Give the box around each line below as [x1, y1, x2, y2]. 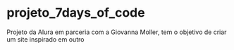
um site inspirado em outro [6, 35, 85, 43]
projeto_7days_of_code [6, 5, 145, 21]
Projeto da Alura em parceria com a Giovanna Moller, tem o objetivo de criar [6, 28, 227, 36]
